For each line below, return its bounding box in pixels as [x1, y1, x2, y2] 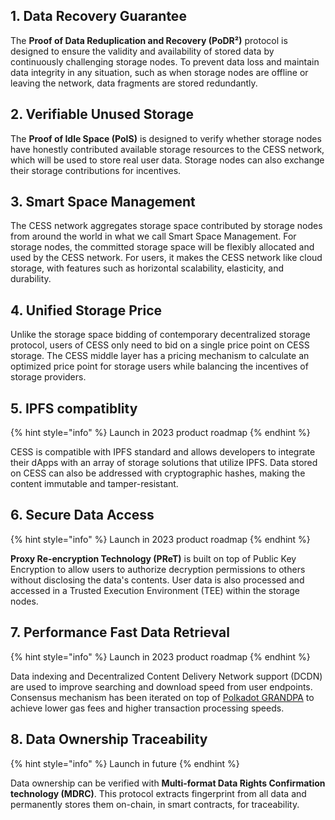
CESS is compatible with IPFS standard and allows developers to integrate [10, 446, 316, 458]
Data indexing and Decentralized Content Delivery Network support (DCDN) [10, 670, 323, 682]
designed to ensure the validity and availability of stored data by [10, 45, 275, 57]
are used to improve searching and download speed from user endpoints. [10, 680, 313, 693]
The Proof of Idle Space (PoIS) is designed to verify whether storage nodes [10, 132, 322, 144]
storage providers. [10, 371, 87, 383]
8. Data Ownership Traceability [10, 731, 208, 748]
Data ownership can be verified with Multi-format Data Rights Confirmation [10, 777, 326, 789]
